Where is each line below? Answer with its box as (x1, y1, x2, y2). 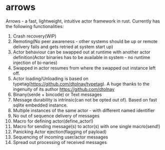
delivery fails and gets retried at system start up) (12, 43, 113, 49)
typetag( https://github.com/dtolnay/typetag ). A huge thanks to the (12, 80, 149, 86)
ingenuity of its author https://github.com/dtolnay (12, 86, 114, 92)
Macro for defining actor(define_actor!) (12, 118, 93, 124)
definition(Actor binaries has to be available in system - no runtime (12, 54, 150, 60)
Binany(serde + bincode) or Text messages (12, 91, 102, 97)
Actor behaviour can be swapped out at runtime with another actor (12, 49, 150, 55)
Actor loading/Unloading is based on (12, 75, 89, 81)
